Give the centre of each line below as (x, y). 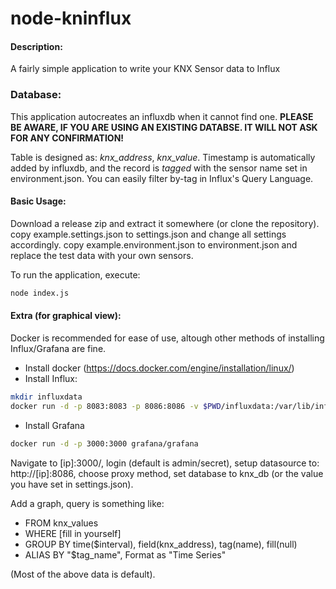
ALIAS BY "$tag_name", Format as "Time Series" (125, 554)
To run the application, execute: (75, 274)
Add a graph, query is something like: (87, 503)
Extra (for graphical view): (66, 316)
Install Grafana (54, 425)
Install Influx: (51, 378)
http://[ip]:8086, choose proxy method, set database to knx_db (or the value (167, 473)
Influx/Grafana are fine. (58, 348)
